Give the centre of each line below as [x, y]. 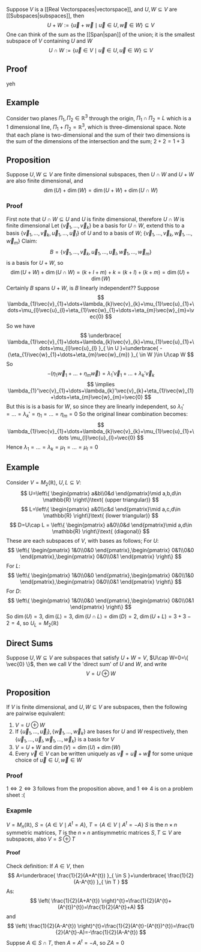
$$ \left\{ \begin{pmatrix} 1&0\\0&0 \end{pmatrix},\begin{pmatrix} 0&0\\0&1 [101, 600]
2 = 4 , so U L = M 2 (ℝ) [32, 624]
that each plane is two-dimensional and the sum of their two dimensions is [98, 135]
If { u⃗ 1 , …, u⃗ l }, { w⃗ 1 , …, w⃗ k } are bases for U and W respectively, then [101, 732]
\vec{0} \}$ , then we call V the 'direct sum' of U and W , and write [87, 664]
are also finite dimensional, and [45, 181]
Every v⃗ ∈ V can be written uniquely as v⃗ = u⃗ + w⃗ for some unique [104, 753]
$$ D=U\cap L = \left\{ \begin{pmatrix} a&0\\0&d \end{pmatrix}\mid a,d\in [101, 525]
